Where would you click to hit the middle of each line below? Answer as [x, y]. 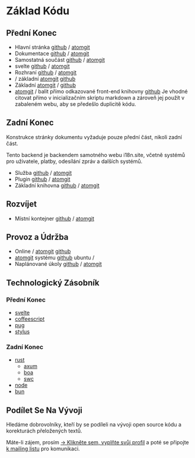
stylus [22, 332]
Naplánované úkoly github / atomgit [58, 264]
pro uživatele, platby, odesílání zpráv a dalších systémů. [74, 161]
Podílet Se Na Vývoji [44, 410]
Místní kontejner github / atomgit [55, 218]
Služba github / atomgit [43, 172]
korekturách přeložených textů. [44, 431]
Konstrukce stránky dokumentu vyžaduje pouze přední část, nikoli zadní [94, 137]
